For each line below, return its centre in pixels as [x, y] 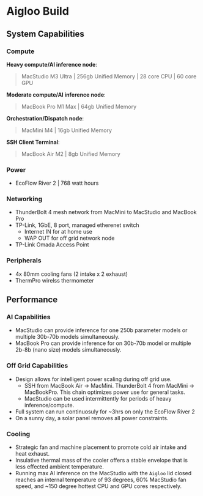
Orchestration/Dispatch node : [45, 118]
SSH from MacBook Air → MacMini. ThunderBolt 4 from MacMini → [109, 385]
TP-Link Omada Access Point [52, 245]
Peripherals [24, 261]
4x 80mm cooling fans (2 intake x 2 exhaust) [72, 274]
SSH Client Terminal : [33, 142]
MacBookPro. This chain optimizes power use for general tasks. [105, 392]
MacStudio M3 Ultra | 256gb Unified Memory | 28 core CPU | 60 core [109, 76]
